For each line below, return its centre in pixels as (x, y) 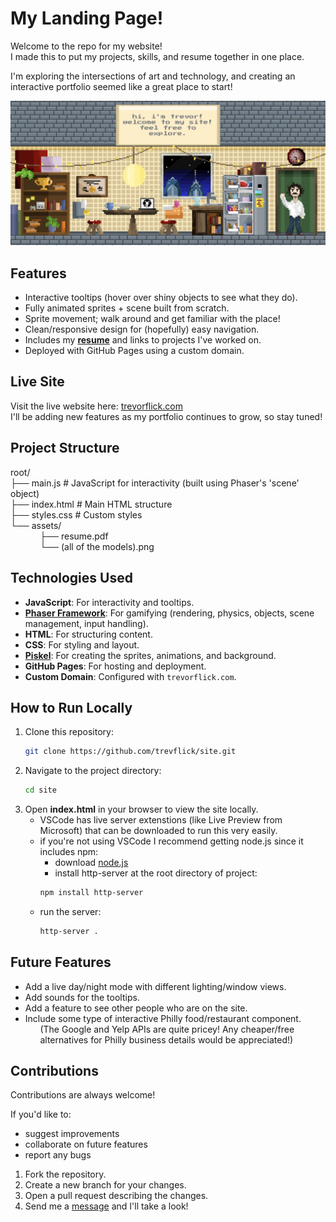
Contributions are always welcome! (83, 1095)
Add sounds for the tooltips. (82, 997)
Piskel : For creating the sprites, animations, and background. (150, 655)
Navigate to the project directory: (93, 771)
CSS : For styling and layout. (82, 644)
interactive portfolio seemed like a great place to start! (121, 86)
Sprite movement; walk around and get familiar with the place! (152, 319)
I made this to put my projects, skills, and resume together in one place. (157, 56)
